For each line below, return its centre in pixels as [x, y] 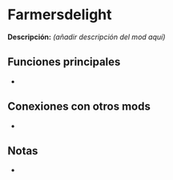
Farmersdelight [60, 15]
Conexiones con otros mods [79, 107]
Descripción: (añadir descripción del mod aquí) [86, 37]
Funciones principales [64, 62]
